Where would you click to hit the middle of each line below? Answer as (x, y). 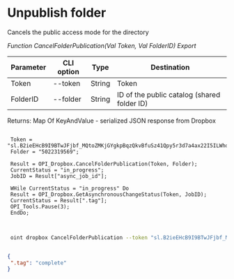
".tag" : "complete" (39, 263)
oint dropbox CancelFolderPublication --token (79, 237)
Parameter (29, 67)
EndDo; (20, 213)
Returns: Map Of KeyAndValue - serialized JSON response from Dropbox (111, 121)
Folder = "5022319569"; (45, 151)
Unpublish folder (57, 13)
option (69, 71)
